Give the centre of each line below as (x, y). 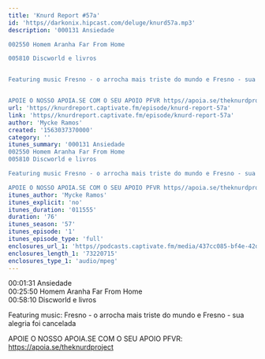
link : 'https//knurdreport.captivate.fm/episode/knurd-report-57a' (121, 115)
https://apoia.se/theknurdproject (61, 347)
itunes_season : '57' (42, 224)
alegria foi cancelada (42, 324)
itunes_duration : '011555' (52, 209)
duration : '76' (33, 217)
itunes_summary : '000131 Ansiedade (67, 145)
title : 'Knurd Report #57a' (54, 15)
